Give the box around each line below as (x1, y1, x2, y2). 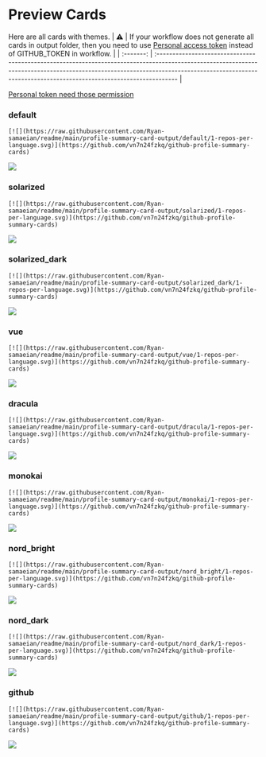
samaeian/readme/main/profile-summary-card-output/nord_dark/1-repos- (8, 640, 247, 648)
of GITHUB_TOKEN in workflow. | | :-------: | (8, 49, 153, 58)
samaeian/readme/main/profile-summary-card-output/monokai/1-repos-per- (8, 495, 254, 503)
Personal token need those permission (8, 89, 134, 99)
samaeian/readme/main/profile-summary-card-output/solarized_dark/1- (8, 278, 244, 287)
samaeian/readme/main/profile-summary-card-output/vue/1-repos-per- (8, 351, 240, 359)
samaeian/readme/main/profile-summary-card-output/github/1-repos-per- (8, 712, 250, 720)
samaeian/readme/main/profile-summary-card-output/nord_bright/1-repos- (8, 568, 254, 576)
